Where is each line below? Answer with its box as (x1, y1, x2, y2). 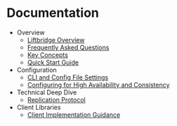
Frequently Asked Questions (27, 43, 110, 51)
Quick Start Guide (27, 58, 79, 66)
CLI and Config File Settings (27, 73, 109, 82)
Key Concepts (27, 51, 68, 59)
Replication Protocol (27, 95, 86, 103)
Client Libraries (16, 103, 61, 111)
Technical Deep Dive (16, 88, 77, 96)
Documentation (6, 5, 100, 21)
